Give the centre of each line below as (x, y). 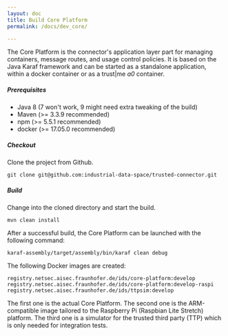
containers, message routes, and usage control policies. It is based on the (112, 59)
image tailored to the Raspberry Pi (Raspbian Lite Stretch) (122, 310)
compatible (23, 310)
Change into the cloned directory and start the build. (82, 208)
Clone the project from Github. (50, 162)
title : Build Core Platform (48, 20)
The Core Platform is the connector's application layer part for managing (110, 52)
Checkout (21, 145)
